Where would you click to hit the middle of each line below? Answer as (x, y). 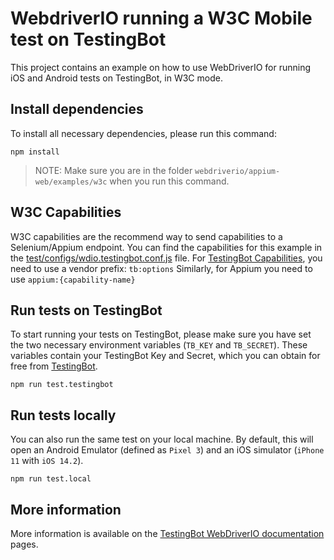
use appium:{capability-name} (73, 279)
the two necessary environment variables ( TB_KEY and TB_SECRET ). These (159, 345)
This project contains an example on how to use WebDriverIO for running (161, 67)
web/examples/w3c (71, 182)
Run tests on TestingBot (86, 310)
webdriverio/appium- (237, 171)
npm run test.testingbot (62, 385)
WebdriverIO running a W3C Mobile (161, 18)
